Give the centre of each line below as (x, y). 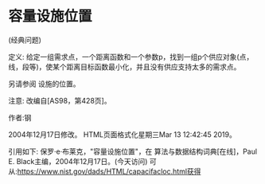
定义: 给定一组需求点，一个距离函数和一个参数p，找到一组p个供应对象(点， (131, 57)
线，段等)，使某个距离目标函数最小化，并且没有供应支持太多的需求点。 (125, 67)
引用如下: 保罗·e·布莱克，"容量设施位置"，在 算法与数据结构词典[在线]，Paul (132, 151)
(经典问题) (25, 40)
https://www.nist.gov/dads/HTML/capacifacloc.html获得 (109, 171)
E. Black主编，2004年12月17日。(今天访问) (78, 161)
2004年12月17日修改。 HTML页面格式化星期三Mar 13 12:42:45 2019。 (122, 134)
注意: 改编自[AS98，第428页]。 (60, 100)
